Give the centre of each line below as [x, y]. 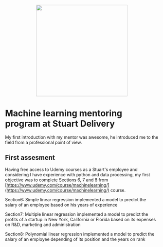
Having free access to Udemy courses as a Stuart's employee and [71, 169]
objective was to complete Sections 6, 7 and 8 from [57, 180]
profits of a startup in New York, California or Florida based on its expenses [81, 219]
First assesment [30, 158]
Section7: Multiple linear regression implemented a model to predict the [77, 214]
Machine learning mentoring [64, 113]
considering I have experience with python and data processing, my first [78, 174]
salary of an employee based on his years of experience [61, 205]
